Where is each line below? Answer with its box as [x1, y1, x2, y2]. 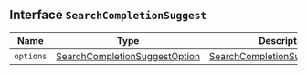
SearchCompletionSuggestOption [56, 49, 201, 62]
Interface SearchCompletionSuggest [9, 7, 207, 23]
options [14, 50, 48, 61]
